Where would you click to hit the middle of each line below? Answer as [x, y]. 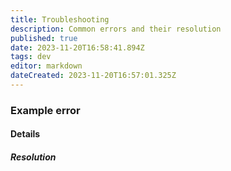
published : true [44, 38]
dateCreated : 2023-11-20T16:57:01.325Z [93, 76]
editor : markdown [46, 66]
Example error [45, 110]
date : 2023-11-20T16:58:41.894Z [77, 47]
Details [25, 134]
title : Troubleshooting [60, 19]
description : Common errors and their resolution [116, 29]
